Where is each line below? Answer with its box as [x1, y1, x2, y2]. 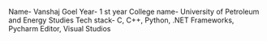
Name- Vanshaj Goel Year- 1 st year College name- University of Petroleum [8, 7, 260, 16]
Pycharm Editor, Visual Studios [8, 24, 111, 33]
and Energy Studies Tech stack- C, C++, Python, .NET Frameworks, [8, 15, 235, 25]
